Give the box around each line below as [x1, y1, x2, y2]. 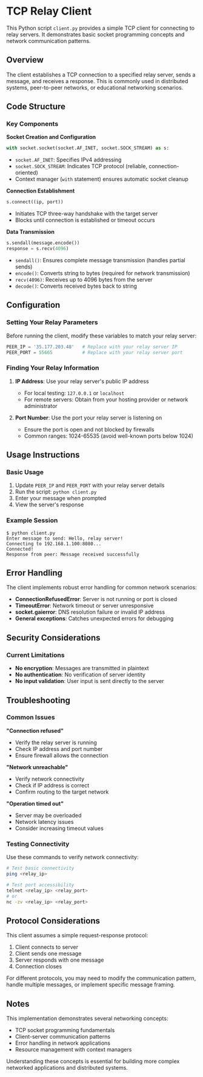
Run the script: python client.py [15, 488, 97, 495]
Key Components [6, 120, 59, 128]
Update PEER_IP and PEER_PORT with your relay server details [15, 481, 165, 489]
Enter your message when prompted [15, 495, 107, 502]
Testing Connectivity [6, 840, 70, 848]
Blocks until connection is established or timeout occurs [15, 217, 156, 224]
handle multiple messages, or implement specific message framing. [6, 981, 176, 988]
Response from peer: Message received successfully [6, 551, 139, 557]
